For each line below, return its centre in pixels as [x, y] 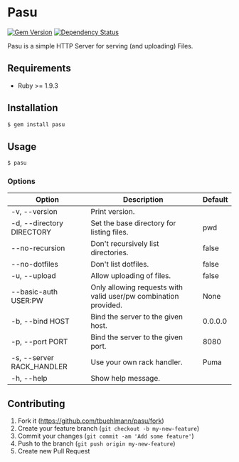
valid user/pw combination [135, 297]
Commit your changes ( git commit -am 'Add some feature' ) [106, 436]
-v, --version [34, 212]
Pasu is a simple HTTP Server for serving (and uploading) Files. [100, 46]
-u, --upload [33, 276]
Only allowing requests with [137, 287]
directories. [110, 252]
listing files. [110, 232]
